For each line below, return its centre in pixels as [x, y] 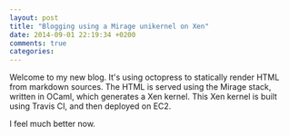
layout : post [34, 18]
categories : [32, 52]
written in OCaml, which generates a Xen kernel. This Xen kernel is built [143, 97]
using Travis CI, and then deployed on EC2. [90, 106]
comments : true [38, 43]
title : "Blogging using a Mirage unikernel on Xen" [109, 26]
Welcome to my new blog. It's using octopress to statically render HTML [144, 77]
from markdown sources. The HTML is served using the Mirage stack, [140, 87]
